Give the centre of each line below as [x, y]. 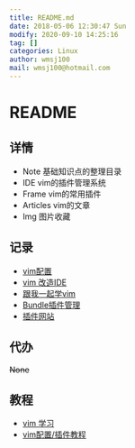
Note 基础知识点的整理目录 [72, 171]
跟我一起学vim [49, 293]
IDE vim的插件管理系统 [64, 182]
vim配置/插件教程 [54, 434]
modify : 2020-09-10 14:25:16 [64, 34]
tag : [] [24, 43]
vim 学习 [38, 424]
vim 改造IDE [45, 282]
